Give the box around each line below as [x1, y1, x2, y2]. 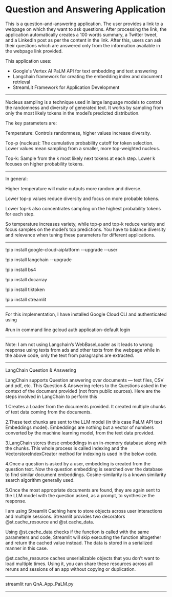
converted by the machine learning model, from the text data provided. [5, 429, 155, 436]
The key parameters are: [5, 120, 57, 126]
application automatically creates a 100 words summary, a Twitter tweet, [5, 31, 158, 38]
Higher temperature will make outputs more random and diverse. [5, 185, 142, 191]
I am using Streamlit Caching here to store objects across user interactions [5, 508, 163, 514]
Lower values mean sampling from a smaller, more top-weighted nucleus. [5, 145, 160, 151]
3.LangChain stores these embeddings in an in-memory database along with [5, 440, 167, 446]
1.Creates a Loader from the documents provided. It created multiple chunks [5, 403, 166, 409]
